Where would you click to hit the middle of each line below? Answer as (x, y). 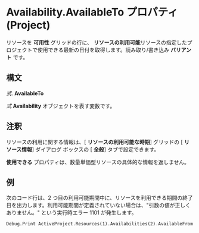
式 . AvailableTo (25, 93)
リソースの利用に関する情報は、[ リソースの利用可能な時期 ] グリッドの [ (94, 142)
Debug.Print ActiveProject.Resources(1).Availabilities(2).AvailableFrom (100, 224)
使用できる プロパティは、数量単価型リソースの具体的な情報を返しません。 (98, 162)
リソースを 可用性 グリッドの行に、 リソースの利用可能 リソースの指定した (97, 42)
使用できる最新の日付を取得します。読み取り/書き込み (103, 50)
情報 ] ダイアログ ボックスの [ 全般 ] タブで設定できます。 (91, 149)
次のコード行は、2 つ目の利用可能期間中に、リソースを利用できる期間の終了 (100, 198)
